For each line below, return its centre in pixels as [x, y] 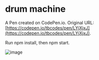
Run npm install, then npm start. [37, 42]
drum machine [35, 9]
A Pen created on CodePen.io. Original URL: [50, 23]
